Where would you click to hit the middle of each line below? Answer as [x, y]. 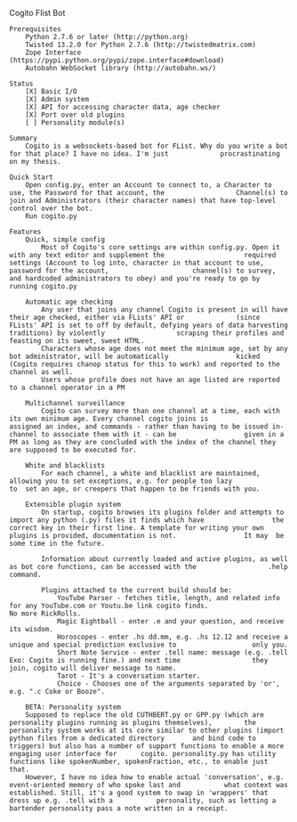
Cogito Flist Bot [37, 13]
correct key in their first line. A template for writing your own [137, 528]
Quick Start [31, 177]
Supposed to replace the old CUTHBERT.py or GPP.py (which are [145, 715]
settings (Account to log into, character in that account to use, [137, 263]
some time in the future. [57, 543]
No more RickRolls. [45, 614]
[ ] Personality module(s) [75, 123]
